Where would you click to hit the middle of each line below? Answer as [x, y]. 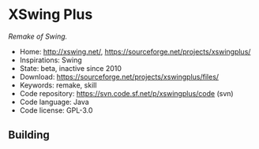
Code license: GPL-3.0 [56, 110]
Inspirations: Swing [51, 60]
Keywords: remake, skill [58, 85]
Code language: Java [54, 102]
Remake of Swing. [38, 36]
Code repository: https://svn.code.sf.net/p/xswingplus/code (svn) [127, 93]
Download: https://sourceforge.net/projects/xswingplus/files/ [119, 76]
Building [29, 135]
